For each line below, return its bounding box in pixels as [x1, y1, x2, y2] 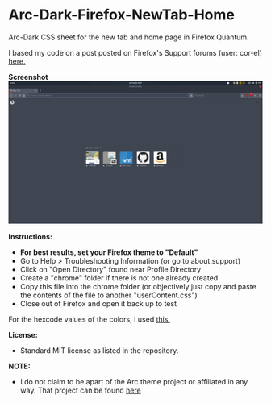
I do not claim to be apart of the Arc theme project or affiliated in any [19, 377, 248, 387]
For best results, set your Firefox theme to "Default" [19, 247, 198, 257]
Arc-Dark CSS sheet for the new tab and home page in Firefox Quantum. [8, 32, 249, 42]
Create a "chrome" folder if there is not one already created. [19, 273, 220, 283]
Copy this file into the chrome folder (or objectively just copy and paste [19, 282, 256, 292]
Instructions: [8, 232, 53, 242]
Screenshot [8, 72, 48, 81]
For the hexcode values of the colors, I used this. [8, 314, 171, 324]
